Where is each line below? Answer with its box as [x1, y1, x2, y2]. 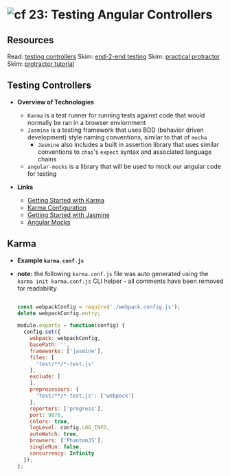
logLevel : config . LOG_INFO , [30, 424, 110, 431]
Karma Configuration [27, 203, 87, 212]
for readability [16, 284, 57, 292]
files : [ [30, 354, 55, 361]
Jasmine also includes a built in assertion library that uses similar [37, 140, 220, 148]
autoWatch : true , [30, 431, 80, 438]
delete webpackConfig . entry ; [16, 310, 101, 317]
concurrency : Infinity [30, 450, 95, 457]
